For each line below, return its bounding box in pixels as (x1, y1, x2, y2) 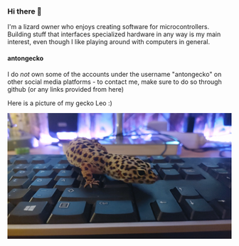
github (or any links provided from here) (7, 85, 124, 93)
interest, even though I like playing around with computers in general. (7, 38, 211, 46)
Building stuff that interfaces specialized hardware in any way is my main (7, 30, 221, 38)
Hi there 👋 (7, 6, 43, 16)
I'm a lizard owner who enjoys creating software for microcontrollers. (7, 23, 210, 31)
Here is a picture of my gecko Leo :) (7, 99, 112, 107)
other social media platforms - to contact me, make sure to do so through (7, 77, 222, 86)
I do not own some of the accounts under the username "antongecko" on (7, 70, 222, 78)
